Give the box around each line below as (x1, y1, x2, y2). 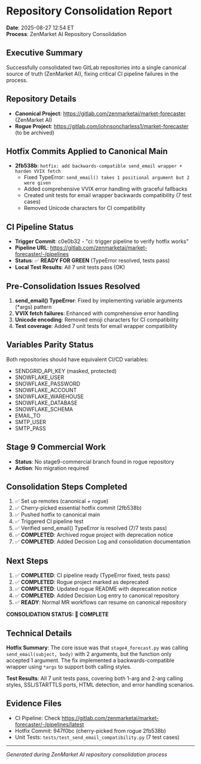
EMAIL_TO (14, 412, 41, 419)
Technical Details (6, 628, 72, 638)
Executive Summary (6, 48, 83, 58)
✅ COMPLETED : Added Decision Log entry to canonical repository (14, 592, 179, 599)
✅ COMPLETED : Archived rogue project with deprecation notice (14, 531, 173, 539)
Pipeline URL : (14, 244, 49, 251)
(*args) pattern (14, 303, 52, 310)
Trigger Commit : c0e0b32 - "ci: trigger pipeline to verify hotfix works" (14, 238, 189, 245)
